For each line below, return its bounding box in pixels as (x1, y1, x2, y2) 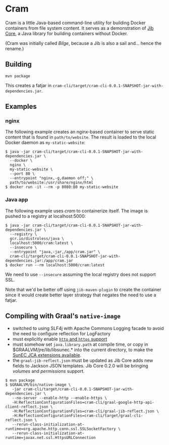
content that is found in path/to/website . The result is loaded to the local (5, 134, 156, 140)
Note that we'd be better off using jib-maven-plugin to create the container (5, 286, 161, 292)
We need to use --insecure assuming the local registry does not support (5, 271, 156, 277)
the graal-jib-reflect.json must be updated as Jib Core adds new (12, 357, 153, 363)
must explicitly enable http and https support (12, 336, 107, 342)
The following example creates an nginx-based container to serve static (5, 129, 155, 135)
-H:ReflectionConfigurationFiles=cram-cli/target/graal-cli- (12, 413, 143, 418)
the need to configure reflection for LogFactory (12, 331, 111, 337)
